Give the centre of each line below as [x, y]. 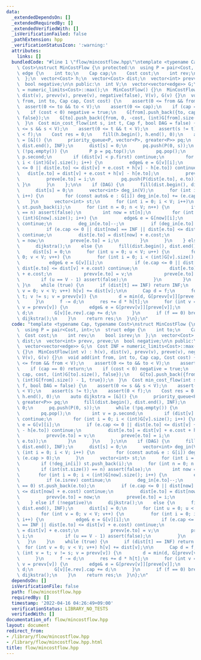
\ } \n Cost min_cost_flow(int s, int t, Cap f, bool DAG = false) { [107, 124]
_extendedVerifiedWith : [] [45, 28]
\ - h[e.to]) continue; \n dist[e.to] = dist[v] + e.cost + [104, 430]
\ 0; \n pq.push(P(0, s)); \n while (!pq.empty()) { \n [98, 408]
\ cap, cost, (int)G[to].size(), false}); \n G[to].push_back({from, [108, 374]
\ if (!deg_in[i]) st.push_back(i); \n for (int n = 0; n [106, 463]
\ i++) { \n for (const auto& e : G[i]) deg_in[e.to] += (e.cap [107, 196]
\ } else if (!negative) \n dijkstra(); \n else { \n [96, 502]
